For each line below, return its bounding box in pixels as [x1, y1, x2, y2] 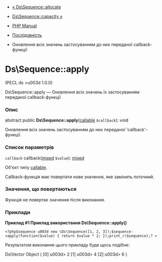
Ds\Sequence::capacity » [12, 14, 63, 19]
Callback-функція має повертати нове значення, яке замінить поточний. [5, 174, 154, 180]
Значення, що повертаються [5, 186, 77, 193]
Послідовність [12, 32, 42, 38]
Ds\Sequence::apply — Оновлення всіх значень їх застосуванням [5, 89, 140, 95]
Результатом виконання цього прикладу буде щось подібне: [5, 242, 130, 248]
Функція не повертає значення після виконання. [5, 197, 105, 202]
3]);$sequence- [102, 230, 133, 234]
